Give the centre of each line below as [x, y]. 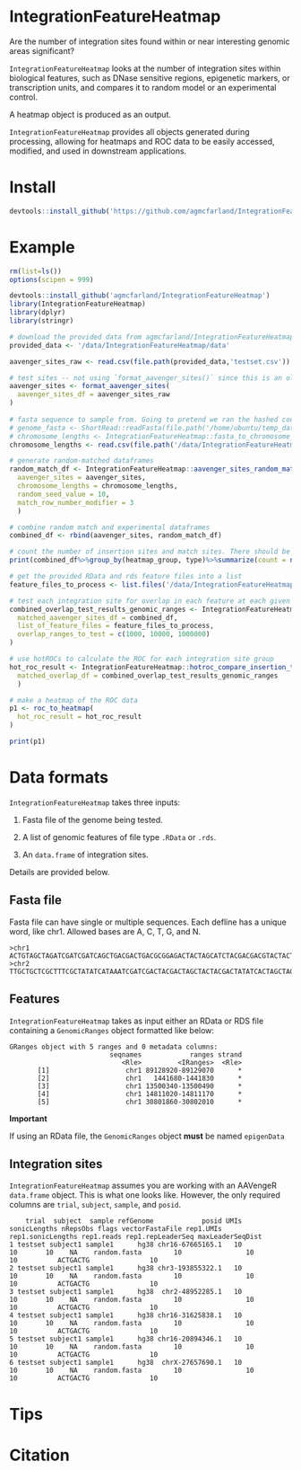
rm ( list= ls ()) [36, 271]
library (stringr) [42, 321]
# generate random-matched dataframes [82, 461]
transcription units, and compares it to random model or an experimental [143, 87]
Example [42, 247]
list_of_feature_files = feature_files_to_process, [116, 626]
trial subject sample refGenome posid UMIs [134, 1221]
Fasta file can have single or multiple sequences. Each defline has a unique [148, 922]
